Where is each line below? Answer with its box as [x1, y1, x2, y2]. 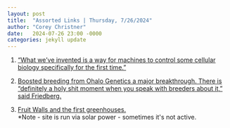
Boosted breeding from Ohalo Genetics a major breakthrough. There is [17, 77, 222, 85]
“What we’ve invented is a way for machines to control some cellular [17, 56, 216, 64]
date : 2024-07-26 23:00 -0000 [7, 30, 102, 37]
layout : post [7, 10, 46, 18]
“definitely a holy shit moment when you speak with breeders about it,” [17, 84, 223, 93]
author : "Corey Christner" [7, 23, 87, 30]
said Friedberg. [17, 92, 62, 101]
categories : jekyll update [7, 37, 87, 44]
